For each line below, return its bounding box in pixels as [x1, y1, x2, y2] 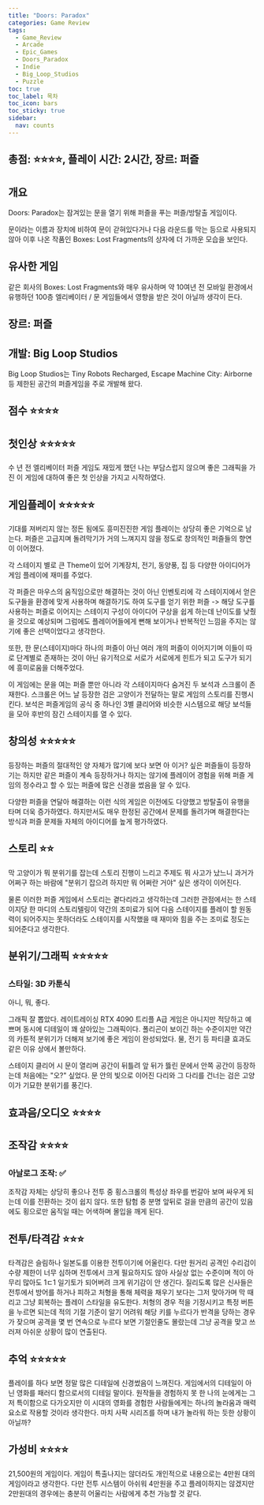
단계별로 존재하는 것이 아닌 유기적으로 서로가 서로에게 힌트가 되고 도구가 [16, 652, 238, 663]
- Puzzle [15, 77, 44, 85]
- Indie [15, 63, 41, 71]
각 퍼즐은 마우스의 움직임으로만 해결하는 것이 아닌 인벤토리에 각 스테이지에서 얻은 [8, 587, 257, 596]
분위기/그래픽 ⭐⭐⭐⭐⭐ [8, 950, 109, 962]
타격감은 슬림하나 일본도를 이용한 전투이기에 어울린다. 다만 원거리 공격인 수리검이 [8, 1258, 257, 1268]
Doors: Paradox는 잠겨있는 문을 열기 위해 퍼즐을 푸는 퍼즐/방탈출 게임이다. [8, 207, 238, 217]
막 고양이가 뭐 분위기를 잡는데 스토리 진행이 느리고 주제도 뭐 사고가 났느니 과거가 [8, 868, 255, 877]
